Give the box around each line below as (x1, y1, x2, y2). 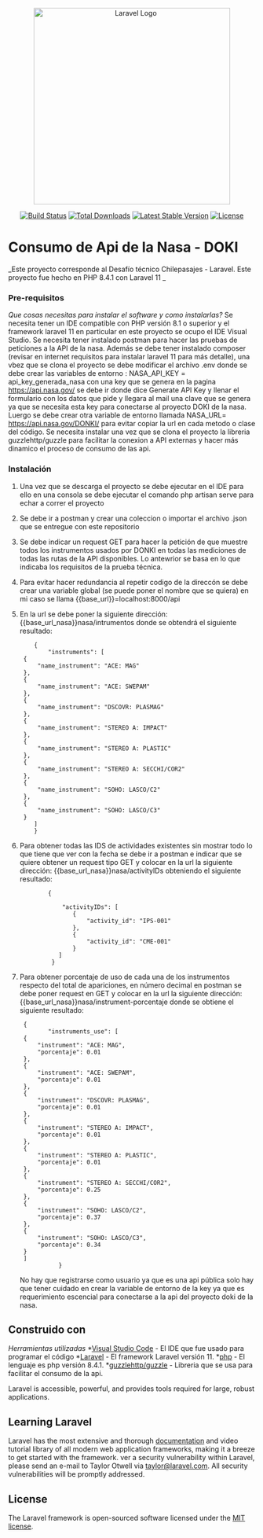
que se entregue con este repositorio (19, 521, 140, 531)
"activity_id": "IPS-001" (86, 917, 171, 925)
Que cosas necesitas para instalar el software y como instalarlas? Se (8, 311, 233, 320)
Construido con (8, 1323, 86, 1336)
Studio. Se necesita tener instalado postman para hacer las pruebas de (8, 335, 238, 345)
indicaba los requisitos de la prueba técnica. (19, 562, 163, 572)
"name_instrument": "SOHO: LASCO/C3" (37, 806, 161, 814)
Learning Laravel (8, 1415, 93, 1429)
